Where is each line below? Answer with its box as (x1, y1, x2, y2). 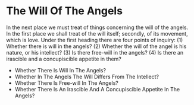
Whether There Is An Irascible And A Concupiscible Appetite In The (14, 85, 180, 93)
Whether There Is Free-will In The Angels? (14, 79, 119, 87)
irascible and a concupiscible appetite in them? (6, 55, 122, 62)
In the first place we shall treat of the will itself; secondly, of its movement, (6, 30, 189, 37)
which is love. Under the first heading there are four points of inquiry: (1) (6, 36, 183, 43)
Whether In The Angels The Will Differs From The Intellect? (14, 73, 159, 80)
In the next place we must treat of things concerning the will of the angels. (6, 24, 189, 31)
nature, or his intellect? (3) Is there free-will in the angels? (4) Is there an (6, 49, 184, 56)
